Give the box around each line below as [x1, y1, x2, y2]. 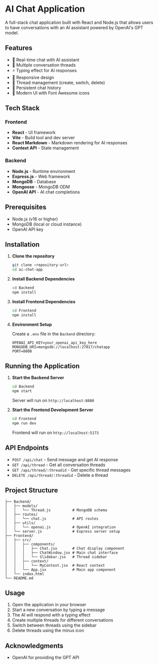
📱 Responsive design [12, 74, 54, 80]
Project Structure [5, 486, 58, 494]
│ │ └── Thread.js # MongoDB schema [5, 507, 108, 512]
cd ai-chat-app [12, 267, 43, 272]
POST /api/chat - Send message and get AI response [12, 456, 118, 462]
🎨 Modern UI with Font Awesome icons [12, 90, 90, 96]
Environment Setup [12, 321, 52, 327]
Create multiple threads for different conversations [12, 617, 113, 623]
